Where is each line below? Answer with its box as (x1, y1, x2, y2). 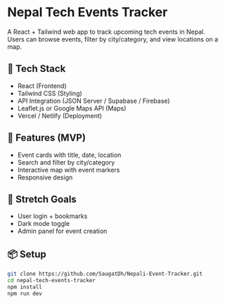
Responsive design (17, 173, 73, 182)
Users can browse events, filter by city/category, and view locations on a (7, 34, 219, 43)
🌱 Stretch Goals (7, 193, 77, 205)
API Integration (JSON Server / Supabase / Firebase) (17, 96, 170, 105)
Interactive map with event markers (17, 165, 120, 174)
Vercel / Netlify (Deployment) (17, 111, 103, 120)
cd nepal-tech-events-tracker (7, 277, 96, 284)
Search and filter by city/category (17, 158, 115, 166)
